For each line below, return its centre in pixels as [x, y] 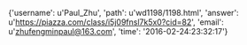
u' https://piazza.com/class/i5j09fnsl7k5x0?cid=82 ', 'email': [116, 22]
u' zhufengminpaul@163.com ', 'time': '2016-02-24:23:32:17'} [118, 31]
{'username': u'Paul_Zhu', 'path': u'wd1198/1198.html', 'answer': [124, 13]
